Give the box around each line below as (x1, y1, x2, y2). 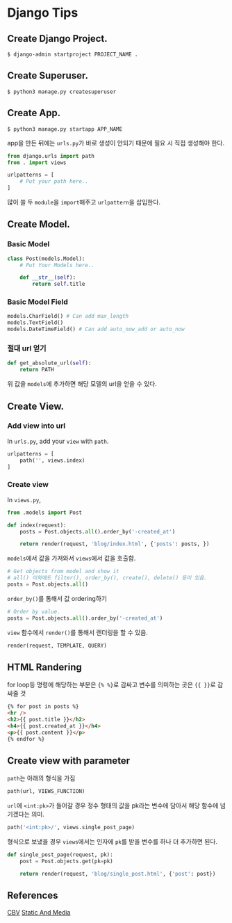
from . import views (7, 159, 67, 166)
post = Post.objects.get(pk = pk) (19, 858, 113, 865)
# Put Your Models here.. (19, 262, 95, 268)
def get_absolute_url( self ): (7, 360, 92, 367)
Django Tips (7, 5, 78, 21)
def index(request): (7, 522, 67, 529)
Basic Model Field (7, 297, 68, 307)
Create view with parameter (7, 755, 131, 767)
